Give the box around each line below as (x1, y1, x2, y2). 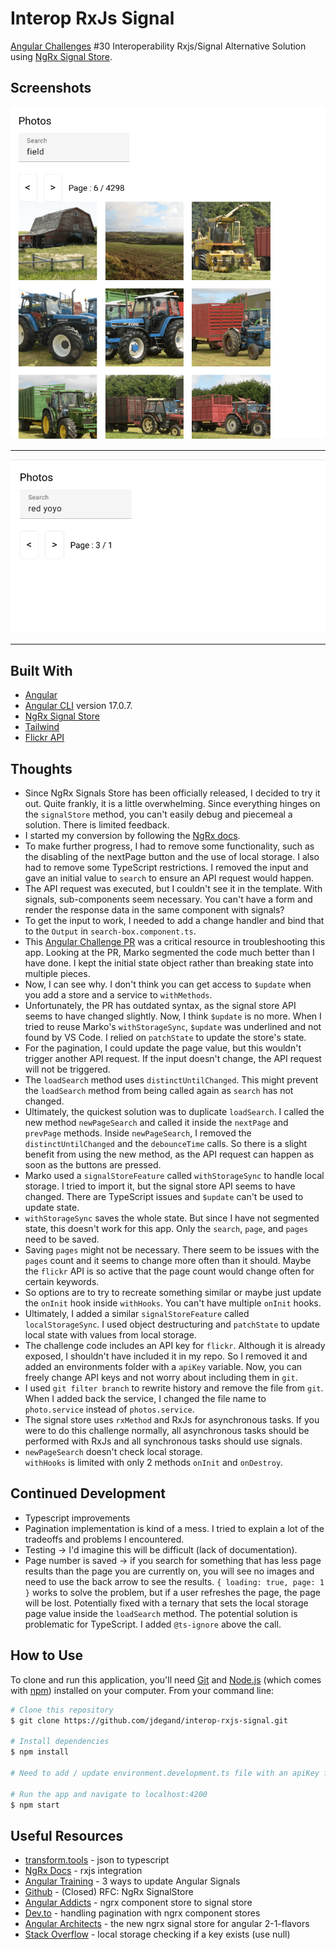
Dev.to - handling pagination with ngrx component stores (24, 1907, 261, 1919)
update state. (24, 1202, 80, 1214)
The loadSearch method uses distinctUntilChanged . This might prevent (24, 1074, 319, 1086)
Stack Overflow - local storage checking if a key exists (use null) (24, 1928, 291, 1941)
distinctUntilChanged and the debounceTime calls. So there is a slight (24, 1138, 308, 1150)
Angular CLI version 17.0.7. (24, 700, 133, 712)
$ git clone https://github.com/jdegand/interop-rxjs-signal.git (10, 1715, 288, 1726)
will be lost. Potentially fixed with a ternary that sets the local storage (24, 1597, 309, 1609)
